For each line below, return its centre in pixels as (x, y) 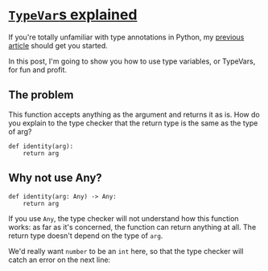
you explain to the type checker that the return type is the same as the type (133, 123)
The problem (41, 95)
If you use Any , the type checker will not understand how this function (124, 218)
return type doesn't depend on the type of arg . (86, 236)
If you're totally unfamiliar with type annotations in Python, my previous (126, 37)
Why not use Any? (55, 178)
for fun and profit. (37, 69)
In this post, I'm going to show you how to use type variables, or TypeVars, (132, 61)
